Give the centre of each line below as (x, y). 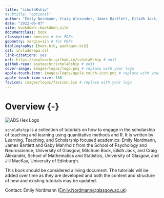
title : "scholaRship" (27, 10)
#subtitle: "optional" (28, 14)
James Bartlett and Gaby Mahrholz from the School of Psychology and (76, 145)
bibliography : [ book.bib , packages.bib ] (47, 46)
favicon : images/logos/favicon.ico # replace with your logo (69, 82)
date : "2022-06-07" (25, 23)
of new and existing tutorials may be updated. (51, 180)
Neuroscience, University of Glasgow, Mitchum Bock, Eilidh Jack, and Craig (81, 150)
